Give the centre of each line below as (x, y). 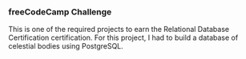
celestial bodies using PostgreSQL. (66, 46)
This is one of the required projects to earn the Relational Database (119, 29)
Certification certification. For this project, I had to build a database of (123, 37)
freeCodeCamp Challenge (60, 12)
